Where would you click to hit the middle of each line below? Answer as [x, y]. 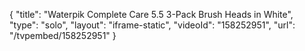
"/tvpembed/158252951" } [63, 35]
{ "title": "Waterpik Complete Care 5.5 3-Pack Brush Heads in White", [151, 14]
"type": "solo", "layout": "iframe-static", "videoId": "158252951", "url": [152, 25]
